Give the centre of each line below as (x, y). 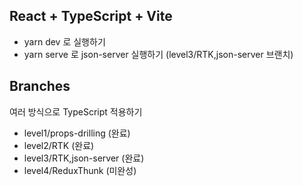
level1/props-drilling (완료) (77, 133)
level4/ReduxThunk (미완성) (80, 170)
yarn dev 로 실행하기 (64, 41)
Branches (40, 86)
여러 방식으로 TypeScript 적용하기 (76, 111)
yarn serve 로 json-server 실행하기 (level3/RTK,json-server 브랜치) (158, 54)
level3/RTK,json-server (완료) (84, 158)
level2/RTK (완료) (59, 145)
